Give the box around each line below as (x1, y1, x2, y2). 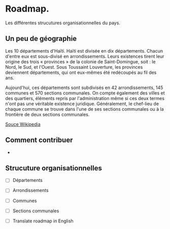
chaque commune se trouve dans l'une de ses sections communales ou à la (5, 106, 164, 112)
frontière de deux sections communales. (5, 111, 90, 117)
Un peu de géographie (5, 34, 77, 43)
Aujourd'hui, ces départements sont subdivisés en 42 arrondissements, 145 (5, 84, 163, 90)
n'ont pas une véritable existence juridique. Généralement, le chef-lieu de (5, 101, 159, 107)
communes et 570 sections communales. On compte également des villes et (5, 89, 165, 96)
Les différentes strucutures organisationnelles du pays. (5, 20, 121, 26)
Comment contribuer (5, 136, 73, 145)
